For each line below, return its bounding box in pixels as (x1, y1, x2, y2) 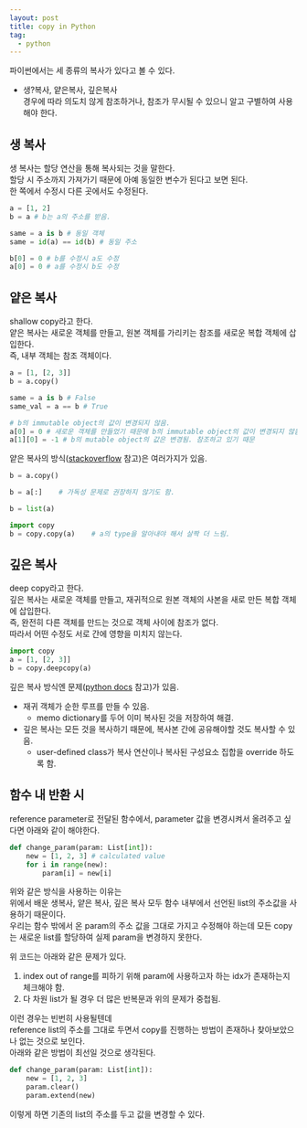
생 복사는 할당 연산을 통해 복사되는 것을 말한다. (9, 163, 175, 174)
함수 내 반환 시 (9, 787, 85, 803)
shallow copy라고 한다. (9, 316, 93, 327)
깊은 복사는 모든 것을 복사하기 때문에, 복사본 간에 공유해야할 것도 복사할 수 (22, 724, 286, 735)
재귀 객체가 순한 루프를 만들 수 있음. (22, 701, 150, 712)
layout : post (9, 13, 59, 23)
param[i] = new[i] (42, 868, 112, 878)
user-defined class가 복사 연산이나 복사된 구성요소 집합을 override (36, 747, 278, 758)
